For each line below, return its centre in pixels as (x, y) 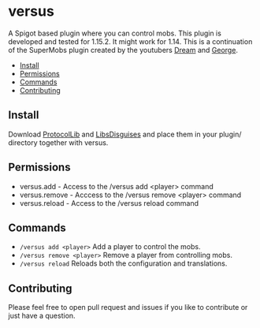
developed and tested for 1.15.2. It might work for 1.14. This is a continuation (130, 41)
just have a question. (42, 316)
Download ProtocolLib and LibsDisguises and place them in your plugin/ (125, 134)
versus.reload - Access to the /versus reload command (109, 203)
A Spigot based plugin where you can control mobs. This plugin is (115, 33)
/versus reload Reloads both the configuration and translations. (123, 263)
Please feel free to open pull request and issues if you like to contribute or (128, 307)
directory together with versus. (58, 142)
